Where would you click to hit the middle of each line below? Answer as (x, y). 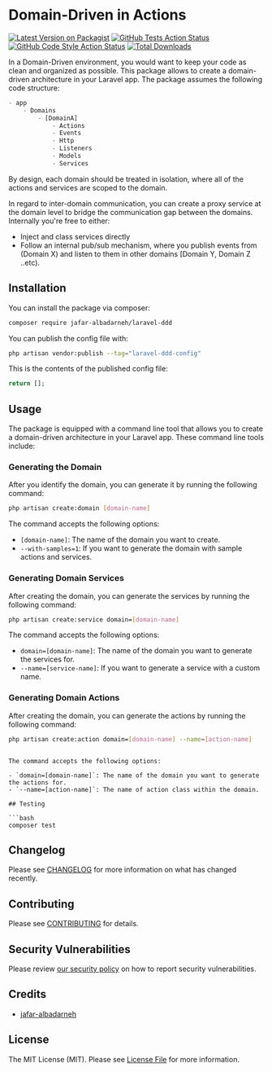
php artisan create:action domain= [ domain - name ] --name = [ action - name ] (130, 739)
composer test (32, 825)
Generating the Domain (55, 467)
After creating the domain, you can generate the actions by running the (127, 715)
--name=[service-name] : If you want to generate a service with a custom (140, 668)
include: (22, 446)
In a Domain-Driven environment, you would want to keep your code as (127, 62)
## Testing (27, 804)
